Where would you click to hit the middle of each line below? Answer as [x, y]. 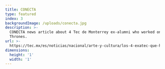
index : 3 [14, 18]
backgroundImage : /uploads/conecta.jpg [46, 23]
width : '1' [21, 59]
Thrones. [18, 37]
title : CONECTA [21, 9]
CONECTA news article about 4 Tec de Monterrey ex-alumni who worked [82, 32]
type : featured [21, 14]
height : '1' [22, 55]
